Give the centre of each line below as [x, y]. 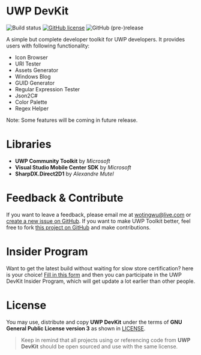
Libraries [29, 144]
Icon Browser [31, 57]
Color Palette [31, 102]
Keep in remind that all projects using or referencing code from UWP [106, 340]
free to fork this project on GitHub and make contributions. [79, 227]
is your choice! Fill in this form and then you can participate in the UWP [94, 275]
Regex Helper [32, 108]
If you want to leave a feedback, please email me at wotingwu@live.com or [99, 214]
